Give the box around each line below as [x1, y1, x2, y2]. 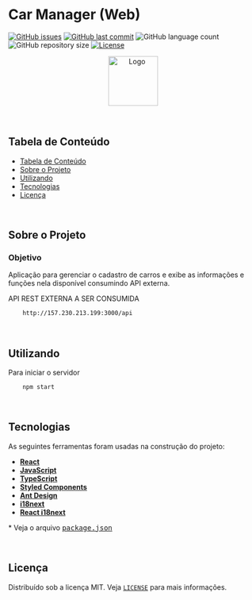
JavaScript [19, 465, 57, 475]
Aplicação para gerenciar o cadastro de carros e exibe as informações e [8, 270, 244, 279]
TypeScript [19, 474, 58, 483]
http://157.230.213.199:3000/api [22, 310, 133, 317]
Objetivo [8, 252, 42, 263]
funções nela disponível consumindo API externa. [8, 279, 170, 288]
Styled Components [19, 482, 87, 491]
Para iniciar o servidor [8, 367, 81, 378]
